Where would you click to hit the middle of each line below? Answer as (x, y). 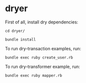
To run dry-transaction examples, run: (43, 48)
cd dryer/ (15, 31)
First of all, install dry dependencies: (42, 22)
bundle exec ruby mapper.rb (34, 75)
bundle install (21, 40)
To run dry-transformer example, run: (43, 66)
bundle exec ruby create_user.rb (39, 57)
